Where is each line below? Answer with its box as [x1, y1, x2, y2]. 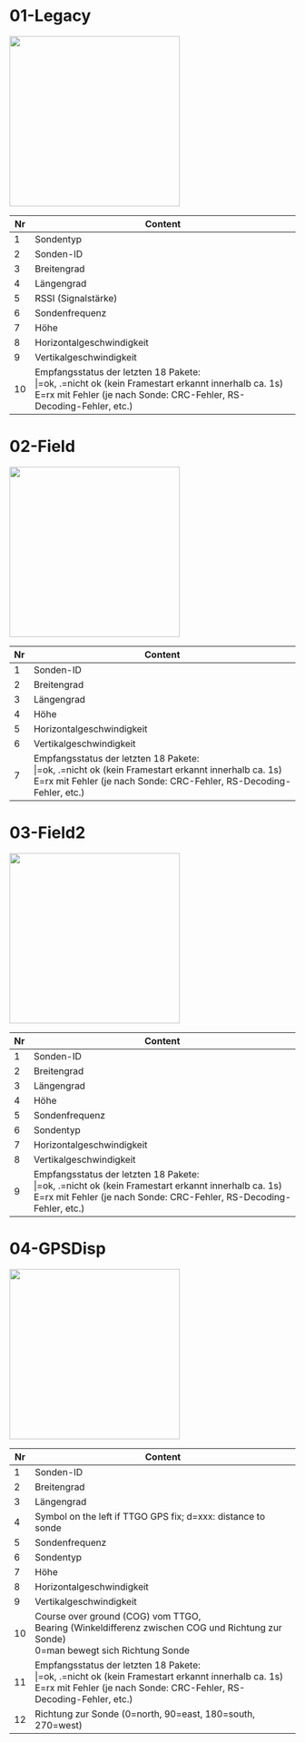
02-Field [9, 437, 75, 457]
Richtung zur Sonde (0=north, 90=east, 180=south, [34, 1708, 256, 1720]
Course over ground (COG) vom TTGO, [34, 1610, 202, 1622]
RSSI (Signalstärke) [34, 291, 118, 304]
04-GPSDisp [9, 1238, 106, 1258]
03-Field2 [9, 822, 86, 843]
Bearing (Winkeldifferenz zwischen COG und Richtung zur [34, 1621, 283, 1634]
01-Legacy [9, 5, 92, 26]
